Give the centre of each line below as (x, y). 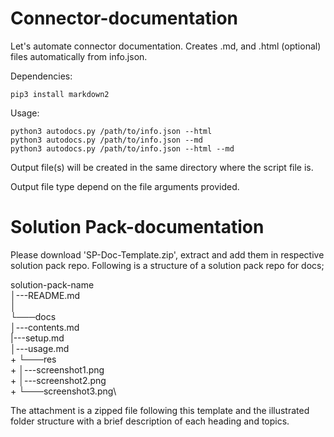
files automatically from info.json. (79, 56)
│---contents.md (45, 327)
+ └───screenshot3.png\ (63, 391)
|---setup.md (37, 338)
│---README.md (45, 295)
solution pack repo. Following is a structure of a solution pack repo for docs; (167, 265)
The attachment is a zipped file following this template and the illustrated (160, 410)
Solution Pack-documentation (137, 227)
